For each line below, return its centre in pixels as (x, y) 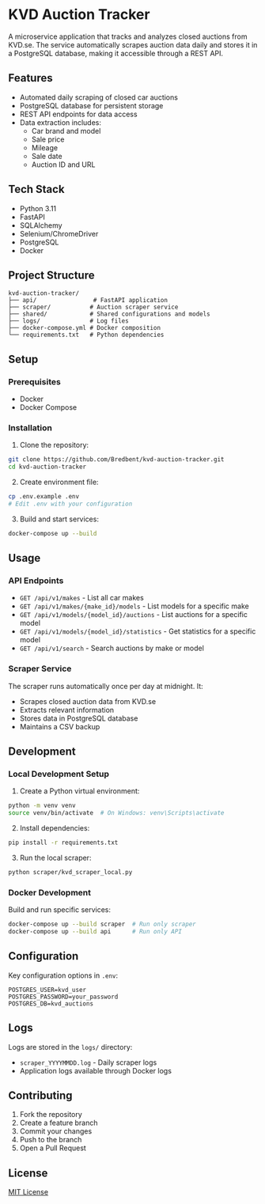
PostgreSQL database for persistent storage (91, 105)
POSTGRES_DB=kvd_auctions (51, 1003)
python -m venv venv (42, 806)
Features (30, 78)
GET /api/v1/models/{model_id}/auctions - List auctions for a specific (133, 615)
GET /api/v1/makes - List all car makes (81, 598)
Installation (30, 427)
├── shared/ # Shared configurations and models (110, 314)
